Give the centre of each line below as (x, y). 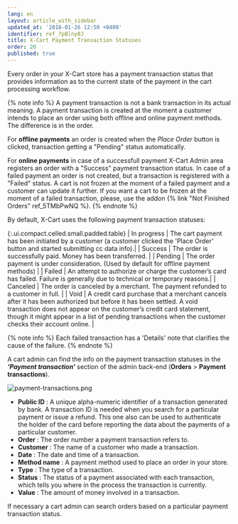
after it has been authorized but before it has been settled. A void (103, 301)
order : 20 (22, 47)
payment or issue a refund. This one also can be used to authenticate (119, 417)
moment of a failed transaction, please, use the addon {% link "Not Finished (118, 198)
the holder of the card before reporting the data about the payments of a (124, 424)
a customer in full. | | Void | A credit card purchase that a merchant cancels (117, 294)
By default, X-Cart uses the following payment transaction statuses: (107, 219)
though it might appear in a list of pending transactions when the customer (117, 316)
